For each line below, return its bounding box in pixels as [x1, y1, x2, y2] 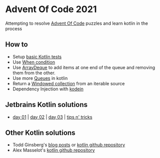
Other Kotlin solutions [5, 128, 76, 137]
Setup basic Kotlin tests [12, 54, 62, 60]
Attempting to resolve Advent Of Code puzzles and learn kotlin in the [5, 20, 148, 26]
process [5, 25, 22, 31]
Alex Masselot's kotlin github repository [12, 147, 95, 153]
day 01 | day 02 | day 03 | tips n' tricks [12, 114, 92, 120]
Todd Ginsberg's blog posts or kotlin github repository [12, 142, 125, 148]
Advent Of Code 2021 [5, 4, 97, 15]
